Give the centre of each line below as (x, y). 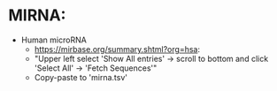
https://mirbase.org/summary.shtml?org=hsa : (117, 49)
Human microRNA (54, 40)
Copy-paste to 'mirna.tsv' (81, 77)
